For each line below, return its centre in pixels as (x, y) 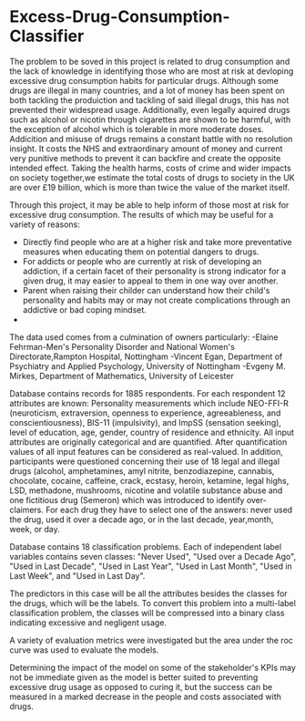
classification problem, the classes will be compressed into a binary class (147, 613)
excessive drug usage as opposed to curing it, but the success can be (141, 686)
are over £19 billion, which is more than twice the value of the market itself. (149, 187)
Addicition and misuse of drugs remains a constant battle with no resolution (151, 139)
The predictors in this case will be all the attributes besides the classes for (149, 593)
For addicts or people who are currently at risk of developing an (142, 261)
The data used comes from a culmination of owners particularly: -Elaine (144, 337)
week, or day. (35, 529)
